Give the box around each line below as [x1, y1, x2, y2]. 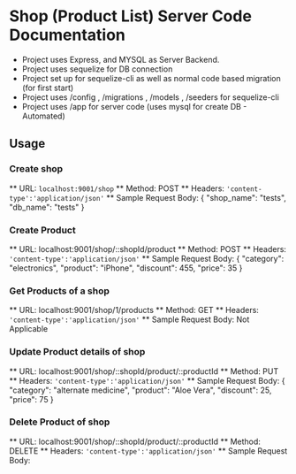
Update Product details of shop [9, 346, 146, 358]
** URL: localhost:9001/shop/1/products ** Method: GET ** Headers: [9, 305, 259, 316]
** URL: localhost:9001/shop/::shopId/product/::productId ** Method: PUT [9, 365, 279, 377]
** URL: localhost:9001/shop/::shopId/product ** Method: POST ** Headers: [9, 243, 287, 254]
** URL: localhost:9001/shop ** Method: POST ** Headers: [9, 183, 225, 194]
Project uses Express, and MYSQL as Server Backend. [21, 54, 220, 65]
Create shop [9, 163, 64, 175]
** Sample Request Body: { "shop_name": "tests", [105, 192, 287, 203]
